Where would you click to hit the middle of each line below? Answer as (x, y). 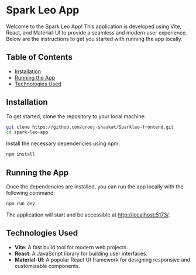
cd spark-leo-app (27, 132)
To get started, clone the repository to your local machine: (76, 116)
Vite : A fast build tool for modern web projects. (71, 247)
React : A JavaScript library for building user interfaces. (81, 253)
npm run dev (20, 204)
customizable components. (47, 266)
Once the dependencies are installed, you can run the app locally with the (95, 187)
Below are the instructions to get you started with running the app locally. (94, 39)
